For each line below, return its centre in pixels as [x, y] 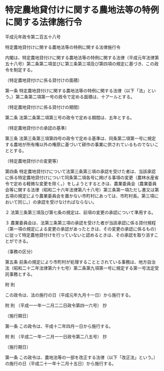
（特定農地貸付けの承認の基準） [37, 128]
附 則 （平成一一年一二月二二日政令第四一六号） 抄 [56, 305]
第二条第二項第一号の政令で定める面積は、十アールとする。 [75, 96]
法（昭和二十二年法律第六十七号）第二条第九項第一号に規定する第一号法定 [80, 268]
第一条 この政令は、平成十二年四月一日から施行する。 [59, 326]
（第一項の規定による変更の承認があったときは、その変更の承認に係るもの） [82, 229]
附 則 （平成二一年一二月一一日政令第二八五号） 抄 [56, 336]
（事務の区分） [20, 251]
